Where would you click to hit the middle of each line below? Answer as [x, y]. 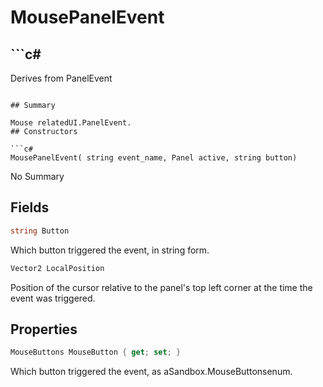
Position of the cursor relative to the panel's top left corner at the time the [161, 287]
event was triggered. [53, 298]
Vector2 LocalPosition [57, 268]
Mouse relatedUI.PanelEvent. [71, 123]
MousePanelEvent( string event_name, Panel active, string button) [154, 158]
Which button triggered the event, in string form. [110, 250]
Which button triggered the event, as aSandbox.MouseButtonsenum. [151, 372]
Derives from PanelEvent [61, 78]
